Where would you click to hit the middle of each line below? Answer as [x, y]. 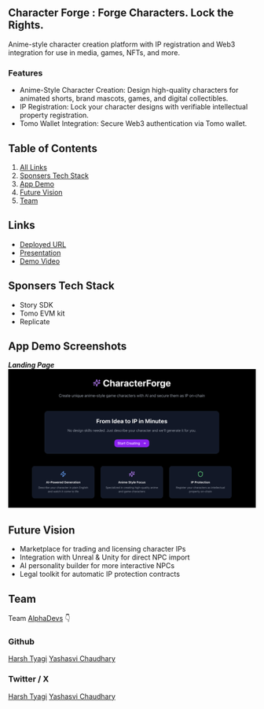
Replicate [35, 321]
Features [26, 72]
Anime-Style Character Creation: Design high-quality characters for [129, 90]
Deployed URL [43, 244]
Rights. [26, 26]
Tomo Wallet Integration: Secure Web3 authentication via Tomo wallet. [133, 124]
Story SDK [36, 305]
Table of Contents [53, 148]
